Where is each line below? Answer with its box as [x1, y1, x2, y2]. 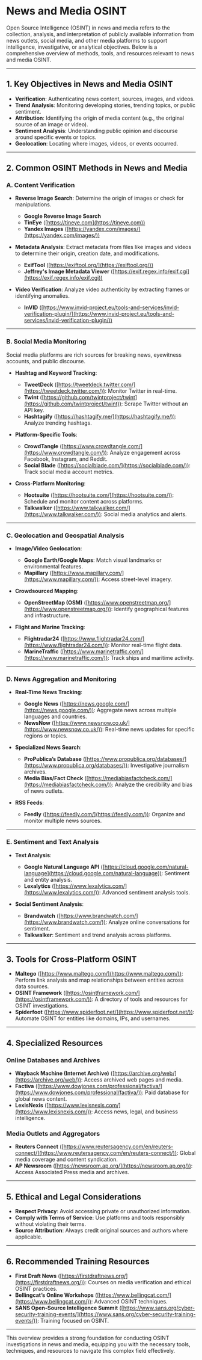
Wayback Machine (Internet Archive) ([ [14, 1069, 115, 1077]
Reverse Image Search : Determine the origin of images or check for [14, 194, 184, 202]
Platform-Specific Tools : [14, 431, 78, 438]
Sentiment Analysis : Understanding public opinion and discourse [14, 127, 179, 134]
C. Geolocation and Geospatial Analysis [6, 531, 124, 540]
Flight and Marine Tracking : [14, 624, 85, 631]
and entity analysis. [23, 876, 72, 883]
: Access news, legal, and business [91, 1108, 179, 1115]
